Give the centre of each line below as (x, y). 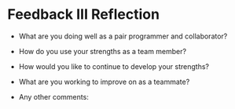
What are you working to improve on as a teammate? (104, 82)
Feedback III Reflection (84, 15)
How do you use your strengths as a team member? (102, 51)
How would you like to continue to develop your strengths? (114, 66)
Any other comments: (54, 96)
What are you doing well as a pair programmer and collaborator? (123, 36)
